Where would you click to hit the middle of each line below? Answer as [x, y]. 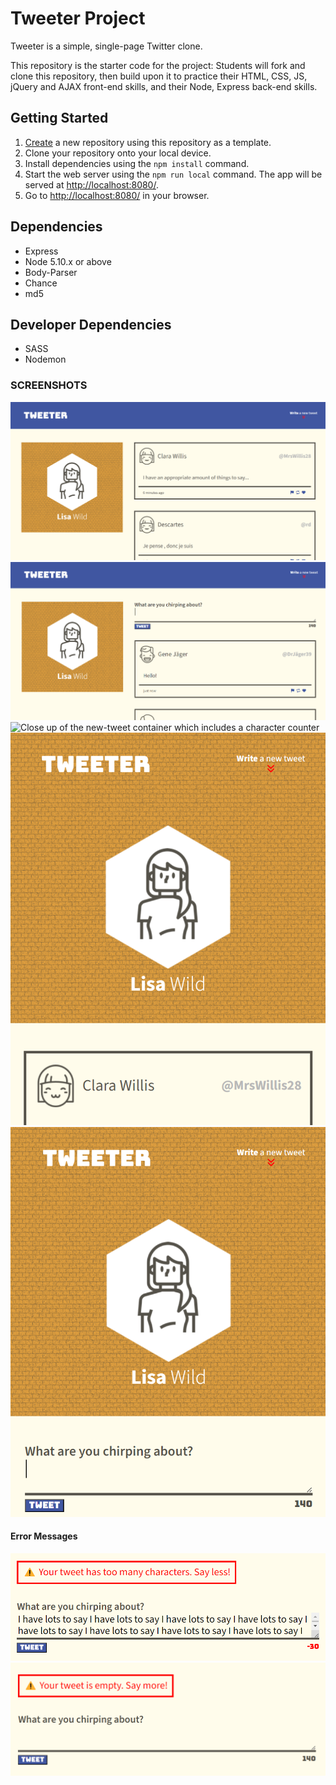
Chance [41, 283]
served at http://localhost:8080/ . [91, 184]
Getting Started [59, 118]
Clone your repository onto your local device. [118, 153]
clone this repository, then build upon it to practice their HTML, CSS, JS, [159, 76]
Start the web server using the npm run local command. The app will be [173, 174]
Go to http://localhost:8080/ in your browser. [117, 195]
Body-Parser [51, 272]
